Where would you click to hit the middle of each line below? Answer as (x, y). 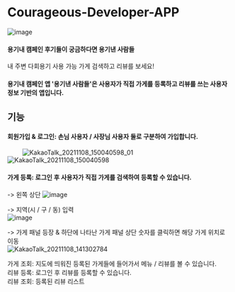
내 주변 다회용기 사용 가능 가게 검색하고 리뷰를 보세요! (81, 66)
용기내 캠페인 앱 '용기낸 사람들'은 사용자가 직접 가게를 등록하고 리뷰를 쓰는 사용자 (117, 84)
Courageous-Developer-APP (93, 12)
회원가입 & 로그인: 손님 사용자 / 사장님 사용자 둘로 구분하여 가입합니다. (103, 136)
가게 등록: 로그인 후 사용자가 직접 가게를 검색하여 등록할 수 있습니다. (100, 177)
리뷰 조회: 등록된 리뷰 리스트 (46, 281)
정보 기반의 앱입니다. (36, 92)
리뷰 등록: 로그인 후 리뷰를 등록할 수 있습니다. (70, 272)
